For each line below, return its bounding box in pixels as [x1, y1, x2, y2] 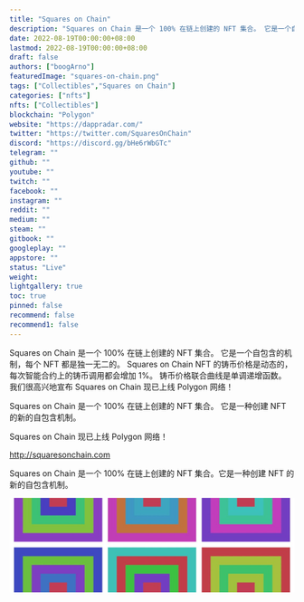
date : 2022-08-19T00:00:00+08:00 [9, 33, 136, 43]
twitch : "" [9, 177, 51, 186]
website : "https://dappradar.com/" [9, 119, 144, 129]
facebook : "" [9, 186, 59, 196]
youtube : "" [9, 167, 54, 177]
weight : [9, 272, 39, 282]
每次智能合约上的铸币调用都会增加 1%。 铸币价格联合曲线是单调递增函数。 [9, 369, 287, 380]
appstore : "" [9, 253, 59, 263]
